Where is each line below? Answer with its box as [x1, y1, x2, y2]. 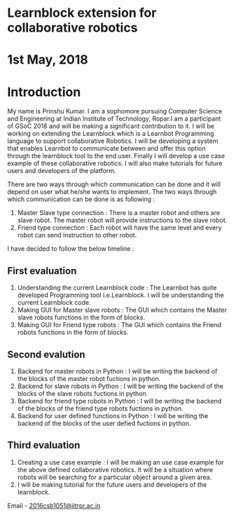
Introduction [7, 84, 81, 99]
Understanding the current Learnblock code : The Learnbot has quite [17, 284, 217, 292]
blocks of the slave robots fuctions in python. [17, 389, 149, 397]
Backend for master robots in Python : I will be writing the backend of [17, 366, 218, 375]
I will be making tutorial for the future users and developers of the [17, 480, 207, 488]
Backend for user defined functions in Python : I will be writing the [17, 411, 209, 420]
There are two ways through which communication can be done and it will [7, 180, 221, 188]
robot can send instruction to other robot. [17, 231, 137, 240]
